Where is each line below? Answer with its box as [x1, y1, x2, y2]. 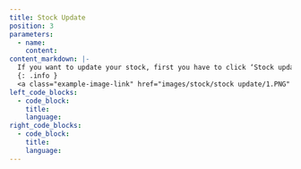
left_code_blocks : [9, 88, 78, 97]
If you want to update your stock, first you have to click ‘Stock [17, 63, 275, 72]
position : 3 [9, 21, 54, 30]
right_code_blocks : [9, 122, 82, 131]
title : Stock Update [9, 13, 87, 22]
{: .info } [17, 72, 58, 80]
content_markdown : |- [9, 55, 90, 63]
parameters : [9, 30, 54, 38]
